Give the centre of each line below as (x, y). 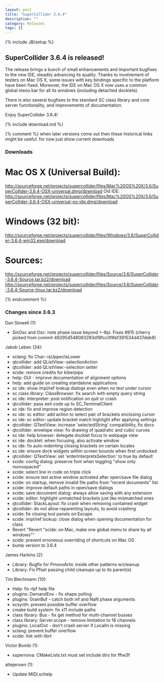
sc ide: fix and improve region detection (52, 409)
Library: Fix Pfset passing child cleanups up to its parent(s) (72, 570)
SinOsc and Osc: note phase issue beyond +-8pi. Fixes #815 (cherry (81, 332)
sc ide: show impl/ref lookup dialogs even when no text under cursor (82, 388)
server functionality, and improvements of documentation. (64, 105)
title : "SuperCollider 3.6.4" (36, 14)
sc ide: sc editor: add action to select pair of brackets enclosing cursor (84, 414)
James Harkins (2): (24, 555)
